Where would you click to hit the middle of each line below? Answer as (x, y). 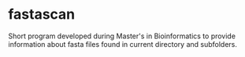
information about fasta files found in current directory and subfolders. (123, 44)
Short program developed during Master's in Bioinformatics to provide (122, 36)
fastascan (42, 14)
